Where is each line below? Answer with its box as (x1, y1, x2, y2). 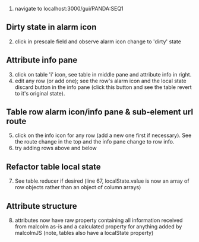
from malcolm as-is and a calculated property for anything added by (14, 223, 182, 230)
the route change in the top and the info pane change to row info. (14, 138, 175, 145)
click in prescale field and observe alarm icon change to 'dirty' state (14, 38, 181, 45)
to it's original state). (14, 90, 65, 97)
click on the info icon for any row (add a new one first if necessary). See (14, 132, 192, 139)
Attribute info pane (6, 55, 78, 65)
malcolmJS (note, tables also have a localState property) (14, 230, 154, 237)
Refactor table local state (6, 161, 101, 171)
